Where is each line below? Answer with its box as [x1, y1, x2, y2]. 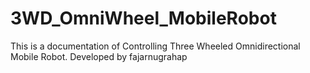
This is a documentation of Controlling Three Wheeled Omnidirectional [10, 40, 301, 52]
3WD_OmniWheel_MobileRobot [10, 7, 277, 30]
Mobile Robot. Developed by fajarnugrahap [10, 50, 188, 62]
